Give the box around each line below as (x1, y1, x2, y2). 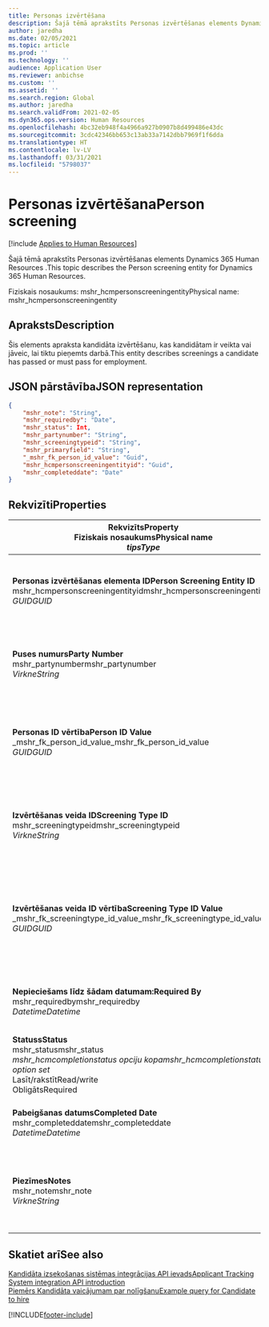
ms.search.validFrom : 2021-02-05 (8, 109, 120, 117)
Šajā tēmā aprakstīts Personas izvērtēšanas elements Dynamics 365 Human (8, 254, 259, 264)
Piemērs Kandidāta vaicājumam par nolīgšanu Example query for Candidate (8, 1285, 256, 1295)
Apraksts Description (8, 318, 114, 333)
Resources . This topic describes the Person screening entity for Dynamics (8, 263, 253, 272)
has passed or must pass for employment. (8, 357, 147, 366)
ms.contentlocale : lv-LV (8, 146, 91, 154)
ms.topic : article (8, 42, 70, 50)
